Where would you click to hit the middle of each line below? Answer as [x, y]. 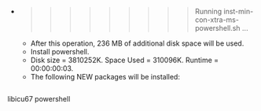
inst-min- [238, 11]
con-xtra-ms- [217, 20]
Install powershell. [60, 52]
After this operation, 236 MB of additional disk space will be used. [137, 43]
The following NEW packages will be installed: [105, 77]
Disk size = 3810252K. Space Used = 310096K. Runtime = [125, 60]
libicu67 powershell [39, 99]
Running [208, 11]
